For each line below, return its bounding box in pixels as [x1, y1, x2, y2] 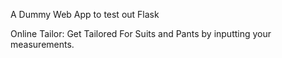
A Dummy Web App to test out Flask [10, 9, 160, 20]
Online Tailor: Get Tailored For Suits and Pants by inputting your [10, 28, 272, 39]
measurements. [10, 39, 75, 50]
